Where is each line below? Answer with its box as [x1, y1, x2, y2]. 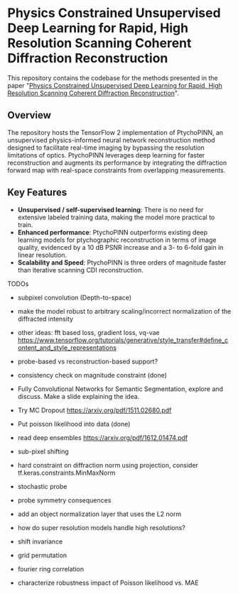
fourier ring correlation [17, 564, 84, 573]
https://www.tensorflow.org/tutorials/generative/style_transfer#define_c [17, 336, 229, 344]
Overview [7, 109, 52, 121]
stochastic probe [17, 482, 67, 490]
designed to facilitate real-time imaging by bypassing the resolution [7, 143, 205, 152]
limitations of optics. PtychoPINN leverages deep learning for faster [7, 150, 205, 159]
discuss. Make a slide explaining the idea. [17, 392, 140, 400]
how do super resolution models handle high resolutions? [17, 523, 186, 532]
